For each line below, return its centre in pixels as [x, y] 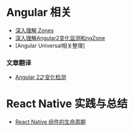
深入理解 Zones [34, 30]
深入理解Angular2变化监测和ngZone [60, 38]
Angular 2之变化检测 [41, 77]
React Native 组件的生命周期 [50, 122]
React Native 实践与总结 [67, 104]
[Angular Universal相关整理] [50, 45]
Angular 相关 [39, 12]
